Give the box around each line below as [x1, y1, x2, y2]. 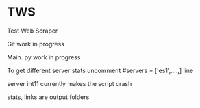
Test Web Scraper [7, 27, 58, 35]
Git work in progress [7, 40, 65, 48]
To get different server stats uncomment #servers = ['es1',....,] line [7, 66, 194, 75]
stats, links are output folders [7, 93, 90, 101]
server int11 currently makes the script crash [7, 79, 132, 87]
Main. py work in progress [7, 53, 81, 62]
